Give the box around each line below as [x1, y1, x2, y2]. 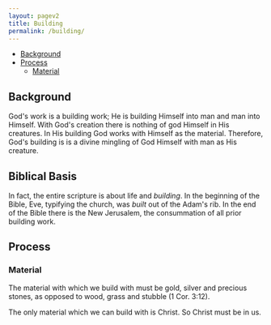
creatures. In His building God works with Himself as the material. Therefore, [8, 129, 264, 139]
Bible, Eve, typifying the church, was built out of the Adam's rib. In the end [8, 199, 256, 209]
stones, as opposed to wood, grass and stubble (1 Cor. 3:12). [8, 291, 210, 301]
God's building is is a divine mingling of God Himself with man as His [8, 137, 237, 147]
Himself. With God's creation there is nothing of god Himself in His [8, 120, 230, 130]
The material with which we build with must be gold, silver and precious [8, 283, 248, 293]
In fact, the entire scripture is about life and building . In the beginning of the [8, 191, 260, 200]
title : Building [8, 19, 63, 28]
